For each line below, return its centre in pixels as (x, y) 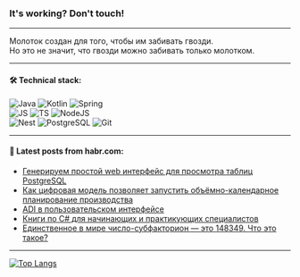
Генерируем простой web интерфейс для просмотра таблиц (137, 171)
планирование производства (78, 199)
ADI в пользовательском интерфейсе (93, 209)
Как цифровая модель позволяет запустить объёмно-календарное (150, 189)
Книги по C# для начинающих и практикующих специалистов (140, 218)
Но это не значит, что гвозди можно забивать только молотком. (132, 51)
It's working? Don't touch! (67, 13)
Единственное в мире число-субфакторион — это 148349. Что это (149, 228)
